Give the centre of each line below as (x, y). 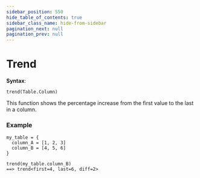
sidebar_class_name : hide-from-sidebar (56, 23)
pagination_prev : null (35, 34)
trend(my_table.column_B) (39, 164)
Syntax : (16, 81)
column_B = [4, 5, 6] (39, 148)
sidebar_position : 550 (35, 12)
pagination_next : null (35, 29)
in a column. (22, 110)
